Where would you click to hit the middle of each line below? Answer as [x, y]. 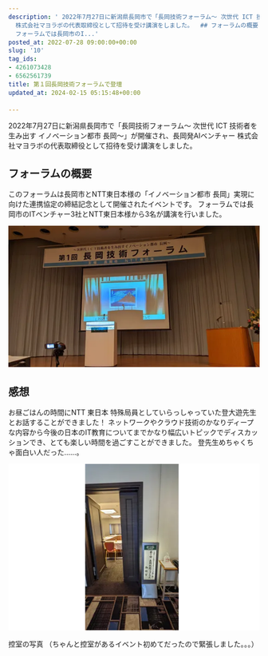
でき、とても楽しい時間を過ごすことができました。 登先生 [124, 443]
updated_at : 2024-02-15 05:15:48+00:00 [75, 93]
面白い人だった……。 [49, 452]
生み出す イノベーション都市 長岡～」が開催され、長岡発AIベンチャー [122, 136]
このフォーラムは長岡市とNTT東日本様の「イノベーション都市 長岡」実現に [132, 194]
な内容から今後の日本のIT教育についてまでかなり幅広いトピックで [116, 432]
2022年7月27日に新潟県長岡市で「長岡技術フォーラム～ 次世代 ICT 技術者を [133, 126]
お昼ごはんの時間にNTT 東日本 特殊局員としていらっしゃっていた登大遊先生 [132, 412]
